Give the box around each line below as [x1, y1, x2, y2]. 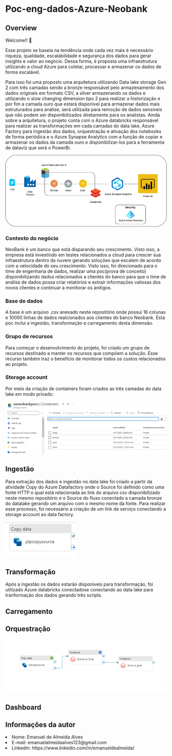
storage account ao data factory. [5, 511, 74, 517]
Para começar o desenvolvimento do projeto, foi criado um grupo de [5, 344, 150, 350]
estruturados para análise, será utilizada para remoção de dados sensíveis [5, 107, 162, 112]
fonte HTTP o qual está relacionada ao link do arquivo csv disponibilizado [5, 489, 160, 496]
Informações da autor [5, 720, 76, 729]
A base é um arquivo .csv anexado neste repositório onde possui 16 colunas [5, 309, 166, 315]
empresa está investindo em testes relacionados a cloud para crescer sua [5, 252, 161, 258]
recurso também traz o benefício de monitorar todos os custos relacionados [5, 356, 166, 362]
